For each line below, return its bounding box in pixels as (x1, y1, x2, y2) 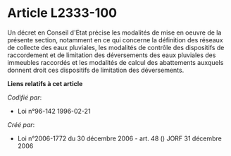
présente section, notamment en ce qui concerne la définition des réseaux (7, 35, 223, 44)
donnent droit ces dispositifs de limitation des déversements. (7, 66, 185, 74)
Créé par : (7, 120, 35, 128)
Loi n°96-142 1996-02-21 (17, 107, 91, 115)
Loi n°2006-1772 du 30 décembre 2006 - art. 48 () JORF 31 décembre (17, 134, 222, 143)
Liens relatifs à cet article (7, 79, 83, 88)
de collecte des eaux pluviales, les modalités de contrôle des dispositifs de (7, 43, 225, 52)
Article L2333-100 (7, 5, 118, 21)
